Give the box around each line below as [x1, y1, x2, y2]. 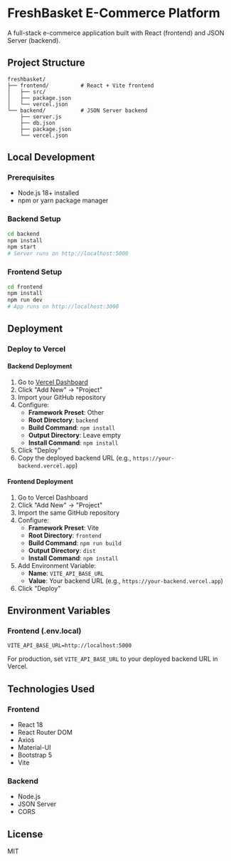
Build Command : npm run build [28, 538, 122, 547]
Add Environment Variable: [17, 561, 96, 569]
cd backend [7, 230, 40, 237]
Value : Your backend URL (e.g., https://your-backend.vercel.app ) [28, 576, 224, 585]
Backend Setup [7, 214, 62, 224]
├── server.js [20, 113, 62, 120]
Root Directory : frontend [28, 531, 102, 540]
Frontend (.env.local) [7, 626, 82, 636]
